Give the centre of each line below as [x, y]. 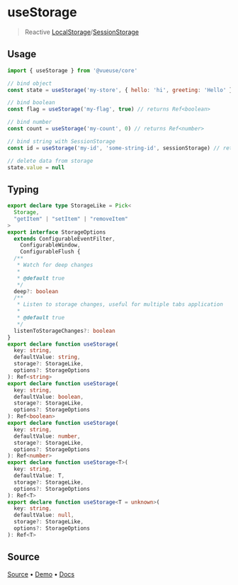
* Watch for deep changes [55, 265]
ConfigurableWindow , [50, 245]
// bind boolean [31, 103]
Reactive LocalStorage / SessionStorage [82, 32]
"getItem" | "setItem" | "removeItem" [71, 219]
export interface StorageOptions [57, 232]
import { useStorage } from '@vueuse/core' [73, 70]
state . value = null [36, 167]
